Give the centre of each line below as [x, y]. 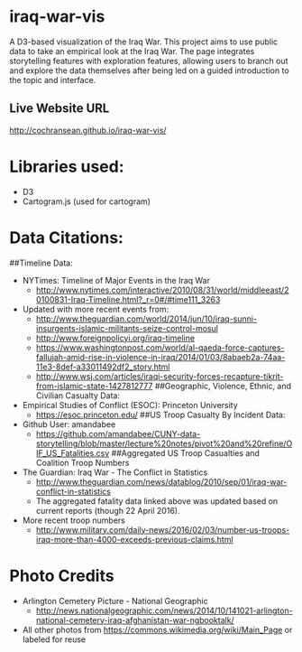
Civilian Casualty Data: [78, 396]
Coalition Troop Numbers [82, 462]
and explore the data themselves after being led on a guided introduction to [150, 70]
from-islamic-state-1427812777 [94, 386]
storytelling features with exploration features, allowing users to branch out [149, 61]
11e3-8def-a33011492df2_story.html [103, 367]
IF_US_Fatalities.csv [73, 452]
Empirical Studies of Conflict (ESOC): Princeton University [130, 405]
